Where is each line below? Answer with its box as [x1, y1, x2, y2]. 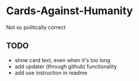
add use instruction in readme [14, 69, 88, 76]
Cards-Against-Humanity [6, 4, 133, 18]
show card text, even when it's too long [14, 56, 111, 63]
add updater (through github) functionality [14, 63, 117, 70]
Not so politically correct [6, 24, 66, 31]
